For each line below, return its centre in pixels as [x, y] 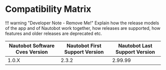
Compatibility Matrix [48, 9]
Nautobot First [84, 46]
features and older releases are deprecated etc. [54, 33]
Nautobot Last [135, 46]
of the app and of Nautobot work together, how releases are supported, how [83, 28]
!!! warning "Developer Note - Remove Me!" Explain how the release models [82, 23]
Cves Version [32, 52]
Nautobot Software [32, 46]
